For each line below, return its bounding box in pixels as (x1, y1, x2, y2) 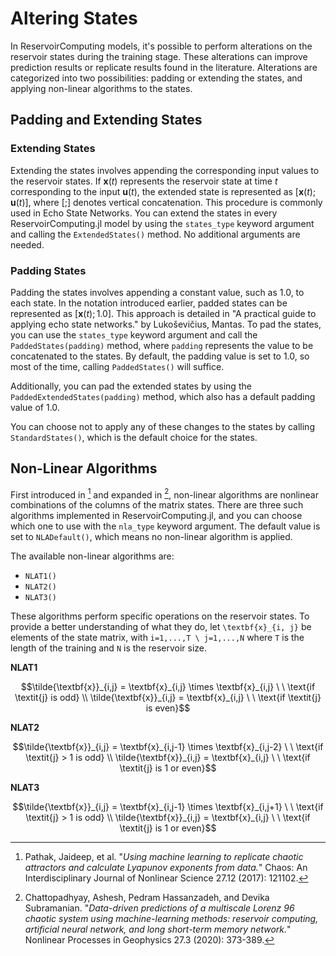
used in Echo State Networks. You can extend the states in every (10, 207, 278, 219)
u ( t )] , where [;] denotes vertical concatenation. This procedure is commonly (10, 196, 323, 208)
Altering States (10, 7, 138, 30)
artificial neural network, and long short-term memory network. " (24, 923, 292, 936)
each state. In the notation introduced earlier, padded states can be (10, 297, 288, 309)
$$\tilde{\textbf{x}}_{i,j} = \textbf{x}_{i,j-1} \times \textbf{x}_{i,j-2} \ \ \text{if (12, 741, 324, 753)
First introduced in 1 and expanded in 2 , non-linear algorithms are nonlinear (10, 487, 319, 501)
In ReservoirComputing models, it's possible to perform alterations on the (10, 40, 313, 52)
